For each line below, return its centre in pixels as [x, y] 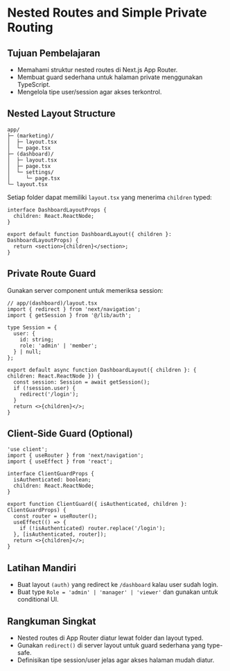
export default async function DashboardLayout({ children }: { [102, 370]
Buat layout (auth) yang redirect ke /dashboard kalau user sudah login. [118, 585]
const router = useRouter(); [55, 516]
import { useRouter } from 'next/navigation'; [76, 456]
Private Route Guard [52, 274]
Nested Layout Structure [61, 113]
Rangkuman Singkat [52, 621]
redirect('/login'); [49, 394]
